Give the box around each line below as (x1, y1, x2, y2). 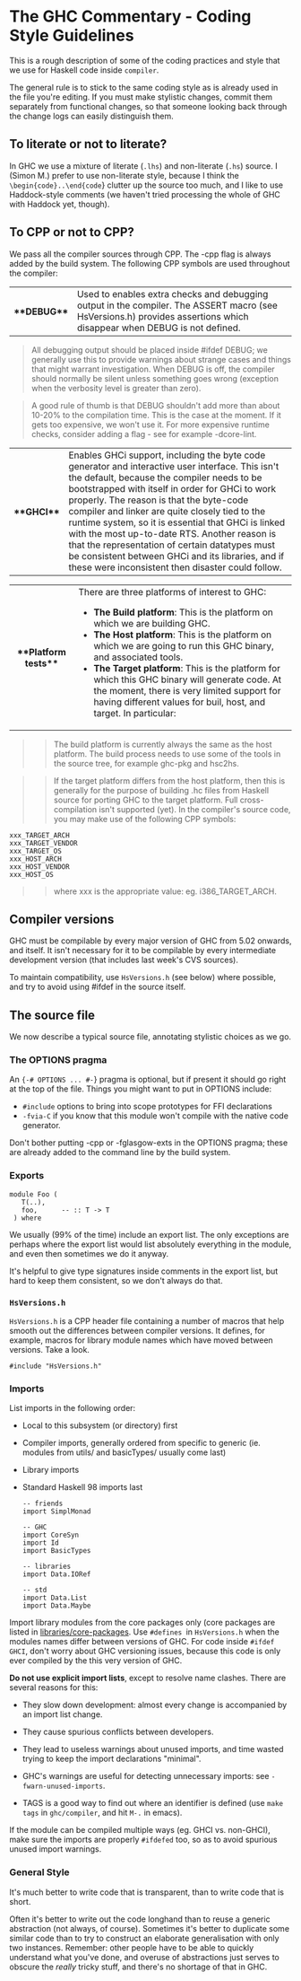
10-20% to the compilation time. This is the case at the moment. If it (30, 409, 282, 420)
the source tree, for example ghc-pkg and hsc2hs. (53, 758, 240, 768)
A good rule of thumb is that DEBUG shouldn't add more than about (30, 399, 280, 410)
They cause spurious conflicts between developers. (21, 1726, 214, 1738)
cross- (239, 794, 264, 805)
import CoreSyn (21, 1530, 80, 1540)
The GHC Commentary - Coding (9, 6, 252, 27)
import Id (21, 1538, 60, 1547)
